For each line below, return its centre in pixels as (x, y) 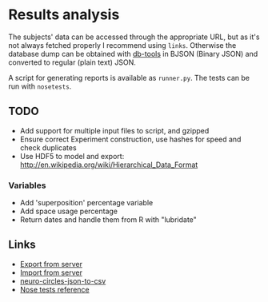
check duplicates (48, 147)
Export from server (51, 264)
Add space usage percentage (69, 211)
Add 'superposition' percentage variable (86, 203)
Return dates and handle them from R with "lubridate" (108, 220)
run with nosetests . (40, 86)
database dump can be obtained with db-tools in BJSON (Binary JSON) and (133, 54)
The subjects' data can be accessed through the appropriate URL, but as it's (134, 37)
